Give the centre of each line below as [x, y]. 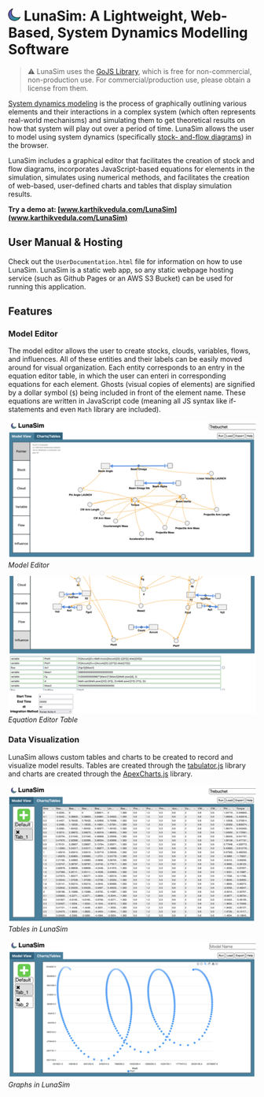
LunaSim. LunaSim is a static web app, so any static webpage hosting [121, 270]
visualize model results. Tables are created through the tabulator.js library [127, 765]
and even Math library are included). [103, 410]
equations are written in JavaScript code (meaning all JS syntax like [118, 401]
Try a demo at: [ [35, 209]
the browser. [29, 145]
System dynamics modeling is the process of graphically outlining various [128, 103]
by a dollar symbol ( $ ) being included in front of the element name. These [127, 392]
